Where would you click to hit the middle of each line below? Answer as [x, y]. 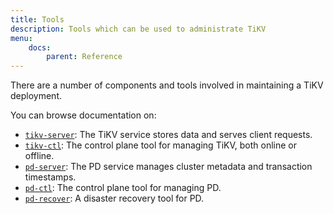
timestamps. [50, 177]
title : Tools [37, 19]
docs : [40, 47]
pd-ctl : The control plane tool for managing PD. [123, 188]
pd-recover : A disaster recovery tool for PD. [114, 198]
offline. [39, 156]
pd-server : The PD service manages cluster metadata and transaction [168, 167]
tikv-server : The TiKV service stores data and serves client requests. [168, 135]
